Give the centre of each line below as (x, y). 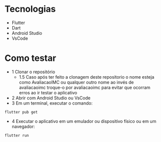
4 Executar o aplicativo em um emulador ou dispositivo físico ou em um (84, 121)
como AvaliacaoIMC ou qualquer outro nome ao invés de (76, 82)
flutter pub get (21, 112)
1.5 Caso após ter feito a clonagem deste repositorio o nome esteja (87, 77)
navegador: (23, 126)
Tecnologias (30, 9)
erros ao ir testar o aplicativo (48, 92)
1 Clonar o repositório (33, 72)
